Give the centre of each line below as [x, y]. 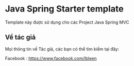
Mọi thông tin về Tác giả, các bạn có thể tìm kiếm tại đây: [62, 49]
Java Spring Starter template [64, 9]
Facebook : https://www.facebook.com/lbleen [51, 58]
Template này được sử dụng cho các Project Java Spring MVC [67, 22]
